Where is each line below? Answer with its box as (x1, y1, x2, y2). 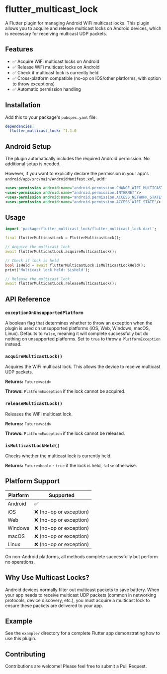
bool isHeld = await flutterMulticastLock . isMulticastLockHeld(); (5, 263, 146, 268)
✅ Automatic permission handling (12, 86, 81, 92)
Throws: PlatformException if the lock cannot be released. (5, 430, 125, 436)
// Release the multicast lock (5, 276, 70, 282)
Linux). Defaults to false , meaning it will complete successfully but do (5, 331, 149, 337)
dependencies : (5, 124, 35, 129)
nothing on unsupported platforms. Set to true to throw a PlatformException (5, 336, 161, 341)
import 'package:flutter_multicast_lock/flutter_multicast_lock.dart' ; (5, 226, 157, 232)
